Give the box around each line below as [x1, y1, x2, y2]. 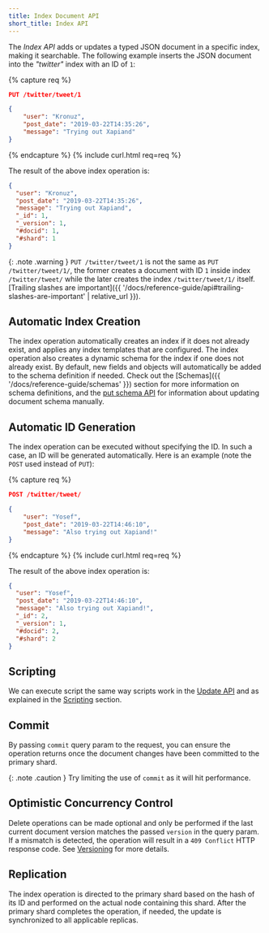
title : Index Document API [8, 11, 100, 20]
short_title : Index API [8, 20, 89, 28]
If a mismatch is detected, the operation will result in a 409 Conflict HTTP [8, 835, 255, 845]
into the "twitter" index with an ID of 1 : [8, 59, 136, 69]
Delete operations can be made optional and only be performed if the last [8, 818, 254, 827]
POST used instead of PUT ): [8, 459, 95, 469]
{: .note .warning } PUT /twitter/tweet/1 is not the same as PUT [8, 257, 219, 267]
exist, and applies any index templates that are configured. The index [8, 345, 239, 354]
